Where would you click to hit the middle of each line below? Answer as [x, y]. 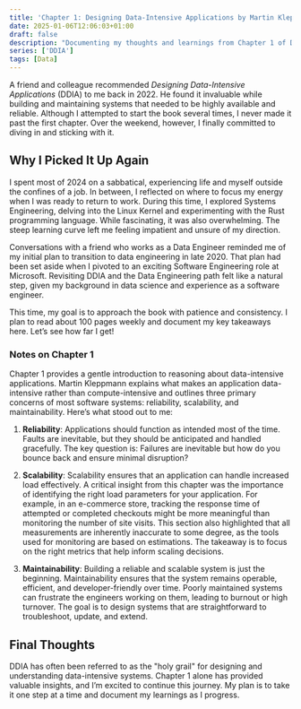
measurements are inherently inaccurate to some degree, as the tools [150, 532]
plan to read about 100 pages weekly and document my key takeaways [140, 321]
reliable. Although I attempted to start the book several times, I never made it [150, 113]
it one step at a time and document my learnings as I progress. [125, 695]
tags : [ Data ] [34, 59]
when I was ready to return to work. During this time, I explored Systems [142, 201]
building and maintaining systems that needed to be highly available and [142, 104]
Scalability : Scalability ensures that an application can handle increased [155, 475]
